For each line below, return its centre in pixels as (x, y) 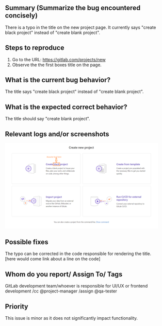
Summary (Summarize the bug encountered (73, 8)
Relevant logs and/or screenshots (57, 134)
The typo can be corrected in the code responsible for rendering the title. (78, 254)
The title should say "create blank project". (48, 119)
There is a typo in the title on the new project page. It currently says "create (81, 27)
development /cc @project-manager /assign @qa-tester (61, 291)
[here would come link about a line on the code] (53, 259)
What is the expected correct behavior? (66, 107)
